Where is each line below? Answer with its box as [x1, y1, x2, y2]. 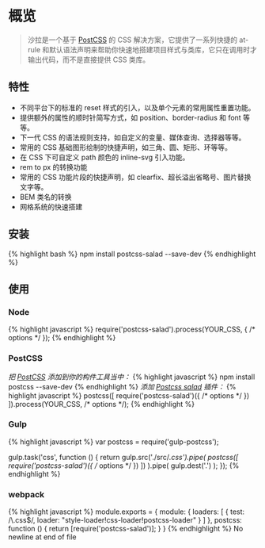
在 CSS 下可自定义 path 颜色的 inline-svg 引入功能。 [19, 152, 190, 162]
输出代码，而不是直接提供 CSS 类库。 [27, 55, 150, 64]
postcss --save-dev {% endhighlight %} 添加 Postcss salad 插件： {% [8, 381, 237, 391]
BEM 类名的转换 [19, 192, 72, 201]
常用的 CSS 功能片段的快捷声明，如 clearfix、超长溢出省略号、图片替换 [19, 172, 252, 182]
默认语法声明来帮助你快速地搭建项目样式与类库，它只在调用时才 [48, 44, 257, 54]
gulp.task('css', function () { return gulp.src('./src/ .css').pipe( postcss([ [8, 452, 239, 462]
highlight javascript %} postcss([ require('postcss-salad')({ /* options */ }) [8, 390, 250, 400]
